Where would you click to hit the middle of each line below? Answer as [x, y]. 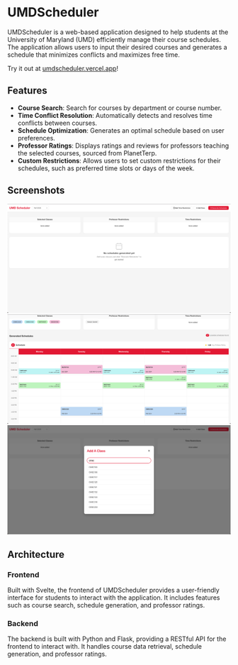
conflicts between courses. [57, 123]
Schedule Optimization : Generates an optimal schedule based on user [121, 130]
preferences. [36, 138]
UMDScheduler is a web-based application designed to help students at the [118, 32]
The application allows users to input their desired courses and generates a [117, 47]
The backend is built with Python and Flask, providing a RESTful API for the [117, 639]
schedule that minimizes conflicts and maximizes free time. [94, 55]
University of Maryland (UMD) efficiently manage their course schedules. [114, 39]
